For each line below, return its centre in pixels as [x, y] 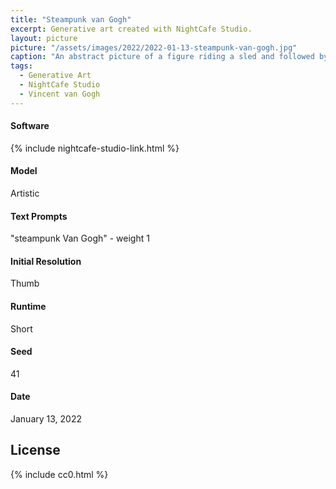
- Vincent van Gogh [60, 94]
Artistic [25, 193]
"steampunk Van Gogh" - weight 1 [80, 238]
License [35, 450]
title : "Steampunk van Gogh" [71, 19]
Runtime [28, 307]
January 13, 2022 [46, 419]
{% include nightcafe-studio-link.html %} [95, 148]
